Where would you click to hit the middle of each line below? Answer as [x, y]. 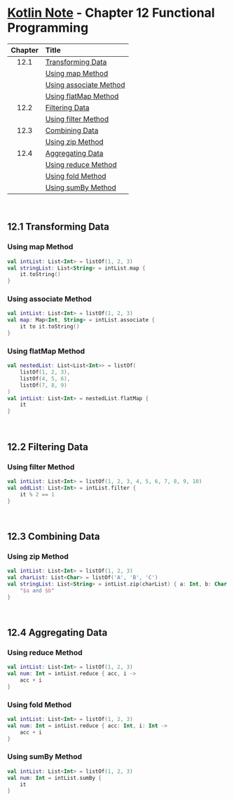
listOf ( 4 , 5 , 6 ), [45, 378]
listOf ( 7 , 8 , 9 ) [44, 385]
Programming [48, 28]
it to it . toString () [50, 327]
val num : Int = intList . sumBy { [54, 778]
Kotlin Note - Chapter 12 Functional [111, 13]
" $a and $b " [37, 590]
